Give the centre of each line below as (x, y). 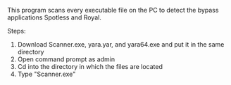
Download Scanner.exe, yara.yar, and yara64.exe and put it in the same (121, 44)
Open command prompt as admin (66, 59)
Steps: (17, 31)
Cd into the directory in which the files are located (90, 67)
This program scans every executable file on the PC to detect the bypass (113, 10)
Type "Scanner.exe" (46, 74)
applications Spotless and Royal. (55, 17)
